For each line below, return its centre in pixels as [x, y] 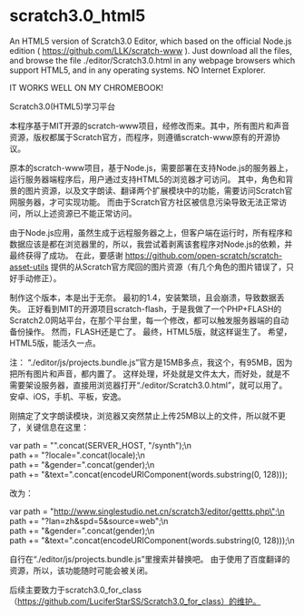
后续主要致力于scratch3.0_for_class [76, 590]
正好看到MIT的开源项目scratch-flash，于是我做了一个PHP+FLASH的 [154, 308]
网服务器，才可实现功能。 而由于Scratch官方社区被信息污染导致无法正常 [144, 202]
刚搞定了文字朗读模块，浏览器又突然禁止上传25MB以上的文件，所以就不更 [147, 416]
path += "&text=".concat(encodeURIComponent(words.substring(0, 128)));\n [152, 540]
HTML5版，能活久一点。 [55, 343]
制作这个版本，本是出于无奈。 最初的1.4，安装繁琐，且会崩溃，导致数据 [143, 298]
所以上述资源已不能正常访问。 [81, 213]
